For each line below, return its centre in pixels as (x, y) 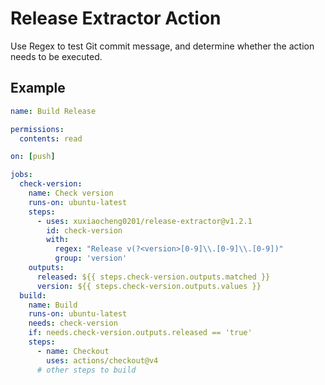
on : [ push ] (33, 157)
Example (38, 88)
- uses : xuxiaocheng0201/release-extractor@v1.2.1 (144, 221)
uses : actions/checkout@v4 (102, 360)
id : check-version (84, 230)
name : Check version (71, 193)
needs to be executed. (56, 56)
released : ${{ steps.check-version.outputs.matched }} (153, 277)
